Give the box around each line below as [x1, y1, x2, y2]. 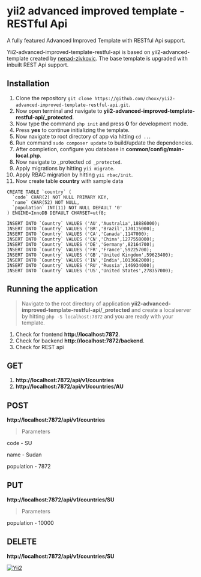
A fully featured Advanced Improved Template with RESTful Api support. [7, 37, 185, 44]
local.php [15, 152, 40, 159]
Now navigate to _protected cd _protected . [15, 158, 122, 166]
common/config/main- [125, 145, 184, 152]
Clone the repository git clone [15, 94, 92, 101]
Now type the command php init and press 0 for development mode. [15, 120, 188, 127]
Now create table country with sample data [15, 177, 124, 184]
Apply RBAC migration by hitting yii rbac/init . [15, 171, 133, 178]
